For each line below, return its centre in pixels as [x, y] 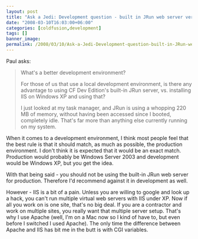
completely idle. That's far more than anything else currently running [104, 120]
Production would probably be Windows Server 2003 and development [93, 157]
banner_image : [24, 39]
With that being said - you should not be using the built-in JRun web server [97, 174]
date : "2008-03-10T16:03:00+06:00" [50, 22]
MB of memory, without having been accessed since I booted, [96, 114]
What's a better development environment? [73, 72]
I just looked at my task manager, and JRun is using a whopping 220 [103, 108]
